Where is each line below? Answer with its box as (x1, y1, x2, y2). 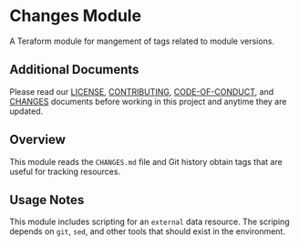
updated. (9, 106, 44, 117)
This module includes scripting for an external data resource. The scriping (9, 216, 290, 228)
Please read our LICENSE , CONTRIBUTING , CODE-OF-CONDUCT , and (9, 86, 274, 97)
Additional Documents (9, 62, 139, 77)
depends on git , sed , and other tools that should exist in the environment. (9, 226, 285, 237)
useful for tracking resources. (9, 166, 121, 177)
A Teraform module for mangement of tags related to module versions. (9, 36, 275, 46)
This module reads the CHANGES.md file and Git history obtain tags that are (9, 156, 283, 167)
